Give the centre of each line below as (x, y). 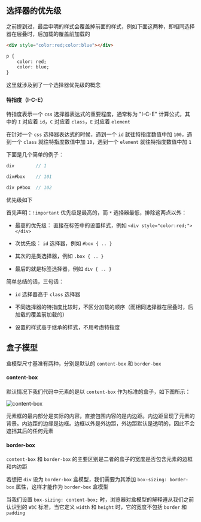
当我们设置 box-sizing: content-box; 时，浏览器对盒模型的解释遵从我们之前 (100, 500)
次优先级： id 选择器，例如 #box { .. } (63, 243)
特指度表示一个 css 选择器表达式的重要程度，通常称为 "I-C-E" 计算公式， (96, 114)
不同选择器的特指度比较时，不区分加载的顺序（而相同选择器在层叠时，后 (104, 307)
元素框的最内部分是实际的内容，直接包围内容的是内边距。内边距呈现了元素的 (100, 416)
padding (16, 513)
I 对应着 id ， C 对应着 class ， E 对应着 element (74, 122)
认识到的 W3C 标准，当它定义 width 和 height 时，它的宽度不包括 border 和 (97, 507)
